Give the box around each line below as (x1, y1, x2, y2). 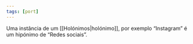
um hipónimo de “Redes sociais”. (6, 31, 88, 38)
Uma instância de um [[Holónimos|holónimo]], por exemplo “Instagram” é (6, 25, 188, 32)
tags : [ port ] (6, 8, 39, 15)
